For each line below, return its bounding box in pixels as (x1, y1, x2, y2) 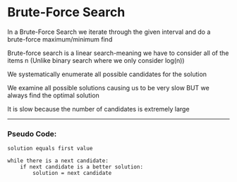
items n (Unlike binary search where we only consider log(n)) (7, 56, 185, 64)
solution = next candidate (32, 170, 112, 177)
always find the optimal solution (7, 91, 100, 99)
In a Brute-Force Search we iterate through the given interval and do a (7, 28, 211, 36)
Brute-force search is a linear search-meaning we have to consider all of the (7, 49, 229, 57)
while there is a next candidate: (7, 157, 109, 164)
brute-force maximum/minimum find (7, 35, 113, 43)
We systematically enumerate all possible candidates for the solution (7, 70, 207, 78)
